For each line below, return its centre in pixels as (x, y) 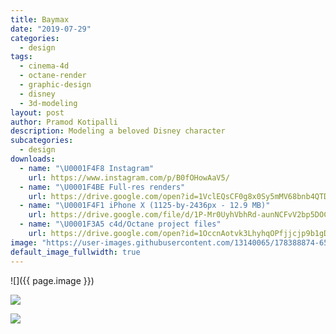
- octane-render (53, 76)
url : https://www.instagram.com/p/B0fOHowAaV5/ (129, 177)
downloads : (33, 159)
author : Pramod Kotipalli (64, 122)
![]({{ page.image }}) (52, 280)
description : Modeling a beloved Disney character (118, 131)
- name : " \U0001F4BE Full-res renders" (102, 187)
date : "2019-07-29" (51, 29)
